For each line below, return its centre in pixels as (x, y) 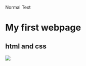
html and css (26, 46)
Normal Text (18, 7)
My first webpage (43, 28)
